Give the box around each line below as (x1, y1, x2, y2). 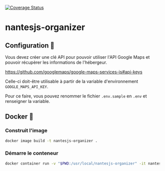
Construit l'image (5, 127, 48, 134)
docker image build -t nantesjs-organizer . (5, 138, 98, 143)
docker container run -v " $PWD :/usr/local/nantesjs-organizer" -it (5, 161, 146, 166)
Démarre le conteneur (5, 150, 58, 157)
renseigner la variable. (5, 98, 51, 104)
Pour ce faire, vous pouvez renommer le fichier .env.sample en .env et (5, 93, 147, 99)
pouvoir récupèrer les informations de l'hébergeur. (5, 59, 107, 65)
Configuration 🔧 (5, 41, 55, 49)
